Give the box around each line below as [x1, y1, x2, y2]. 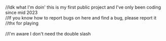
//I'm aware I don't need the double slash [5, 31, 91, 36]
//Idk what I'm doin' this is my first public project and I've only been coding [5, 4, 161, 10]
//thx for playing [5, 20, 39, 26]
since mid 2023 [5, 9, 38, 15]
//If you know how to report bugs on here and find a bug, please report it [5, 15, 157, 20]
